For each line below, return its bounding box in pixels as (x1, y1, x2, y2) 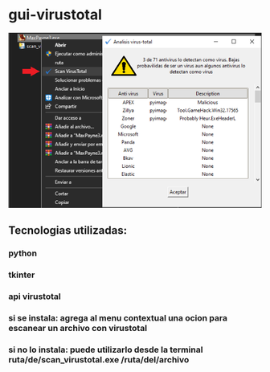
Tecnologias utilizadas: (8, 223, 127, 237)
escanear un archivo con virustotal (8, 322, 147, 333)
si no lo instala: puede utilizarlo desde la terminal (8, 344, 203, 355)
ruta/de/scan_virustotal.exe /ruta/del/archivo (8, 354, 190, 365)
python (8, 247, 38, 259)
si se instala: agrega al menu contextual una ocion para (8, 312, 227, 323)
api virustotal (8, 291, 62, 302)
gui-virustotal (8, 6, 103, 24)
